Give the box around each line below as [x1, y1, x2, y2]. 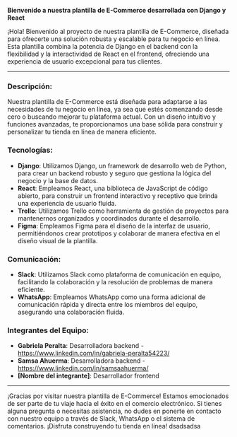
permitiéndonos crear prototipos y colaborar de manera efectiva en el [17, 229, 221, 238]
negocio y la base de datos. [17, 176, 99, 185]
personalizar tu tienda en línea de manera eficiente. [7, 127, 157, 136]
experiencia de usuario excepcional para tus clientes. [7, 57, 162, 66]
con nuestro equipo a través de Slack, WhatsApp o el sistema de [7, 414, 195, 423]
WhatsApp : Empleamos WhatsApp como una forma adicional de [17, 293, 206, 301]
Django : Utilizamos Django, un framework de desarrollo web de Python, [17, 161, 227, 170]
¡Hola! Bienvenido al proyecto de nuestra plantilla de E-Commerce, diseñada [7, 28, 229, 35]
